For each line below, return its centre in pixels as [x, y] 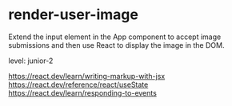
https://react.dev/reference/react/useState [78, 84]
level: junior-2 [31, 61]
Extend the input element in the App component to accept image [115, 37]
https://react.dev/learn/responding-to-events [83, 92]
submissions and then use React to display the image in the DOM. [116, 45]
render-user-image [73, 15]
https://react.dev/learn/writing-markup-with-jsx [87, 76]
